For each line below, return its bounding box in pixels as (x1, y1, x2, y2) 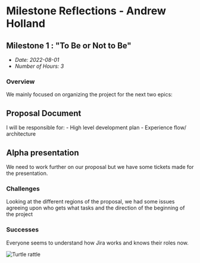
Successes (6, 226, 39, 234)
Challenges (6, 184, 40, 193)
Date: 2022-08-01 (14, 57, 60, 63)
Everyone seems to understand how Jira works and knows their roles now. (6, 239, 189, 246)
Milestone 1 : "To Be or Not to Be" (6, 40, 132, 51)
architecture (6, 130, 36, 137)
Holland (6, 17, 46, 30)
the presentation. (6, 170, 48, 177)
